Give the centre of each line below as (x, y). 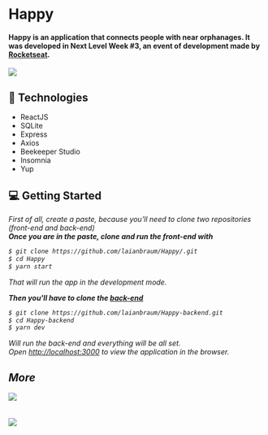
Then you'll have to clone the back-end (76, 298)
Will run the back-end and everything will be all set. (95, 343)
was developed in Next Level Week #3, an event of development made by (134, 46)
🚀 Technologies (48, 97)
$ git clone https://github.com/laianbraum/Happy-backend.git (116, 313)
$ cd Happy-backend (41, 320)
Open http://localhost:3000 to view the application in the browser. (119, 352)
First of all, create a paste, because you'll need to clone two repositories (130, 220)
